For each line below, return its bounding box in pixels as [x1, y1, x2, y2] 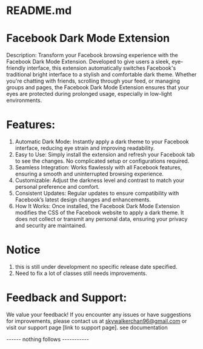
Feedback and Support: [6, 291, 127, 305]
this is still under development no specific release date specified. [15, 263, 178, 270]
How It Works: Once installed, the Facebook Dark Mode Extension [15, 203, 180, 210]
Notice [6, 243, 41, 257]
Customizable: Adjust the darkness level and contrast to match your [15, 177, 185, 184]
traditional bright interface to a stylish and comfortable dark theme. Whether [6, 71, 197, 78]
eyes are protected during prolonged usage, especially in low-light [6, 90, 173, 98]
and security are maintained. [15, 222, 87, 229]
